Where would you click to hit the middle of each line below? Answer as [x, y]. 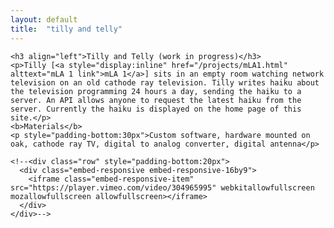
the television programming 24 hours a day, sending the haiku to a [156, 91]
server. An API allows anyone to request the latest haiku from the [156, 100]
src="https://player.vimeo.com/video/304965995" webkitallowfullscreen [162, 187]
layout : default [44, 19]
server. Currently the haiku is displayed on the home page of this [156, 109]
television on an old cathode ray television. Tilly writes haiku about [165, 82]
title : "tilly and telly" [66, 29]
